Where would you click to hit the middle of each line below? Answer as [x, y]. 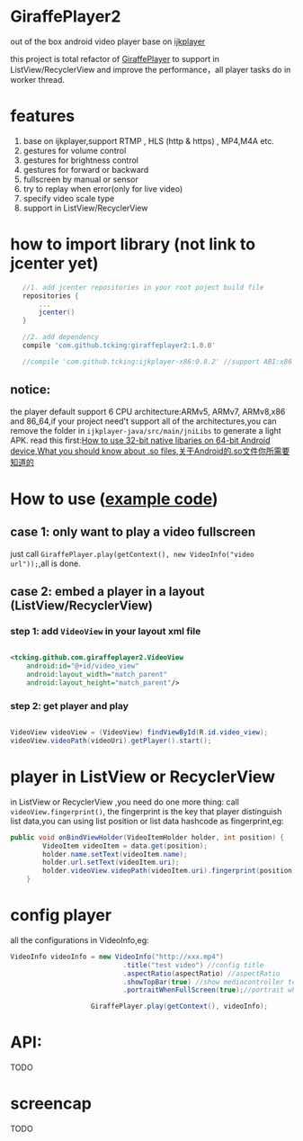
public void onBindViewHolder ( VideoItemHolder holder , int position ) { [147, 837]
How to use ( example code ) [114, 499]
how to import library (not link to [133, 244]
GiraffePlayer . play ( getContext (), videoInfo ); [179, 1006]
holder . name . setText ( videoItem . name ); [115, 854]
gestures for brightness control [80, 160]
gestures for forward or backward [86, 169]
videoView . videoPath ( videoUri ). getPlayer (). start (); [111, 741]
